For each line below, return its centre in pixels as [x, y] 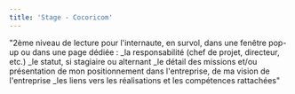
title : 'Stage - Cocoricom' [61, 17]
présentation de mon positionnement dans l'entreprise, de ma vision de [140, 71]
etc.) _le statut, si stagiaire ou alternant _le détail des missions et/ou [133, 61]
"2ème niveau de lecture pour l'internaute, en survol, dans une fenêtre [138, 43]
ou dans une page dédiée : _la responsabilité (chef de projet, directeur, [150, 52]
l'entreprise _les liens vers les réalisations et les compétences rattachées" [145, 80]
